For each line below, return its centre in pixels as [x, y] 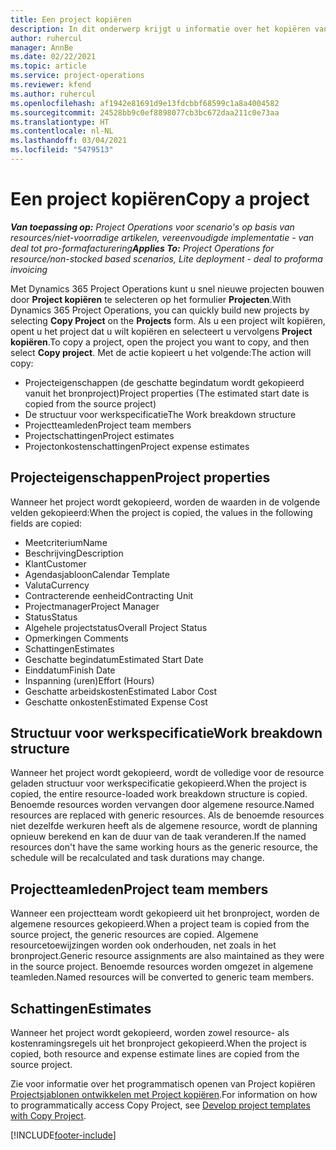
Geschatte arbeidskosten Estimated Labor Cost [121, 691]
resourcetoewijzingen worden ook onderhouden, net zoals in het [143, 945]
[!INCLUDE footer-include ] [63, 1135]
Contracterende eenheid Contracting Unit [109, 595]
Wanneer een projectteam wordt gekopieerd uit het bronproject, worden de [165, 913]
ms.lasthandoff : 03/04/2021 [69, 141]
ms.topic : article [48, 66]
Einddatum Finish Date [70, 670]
